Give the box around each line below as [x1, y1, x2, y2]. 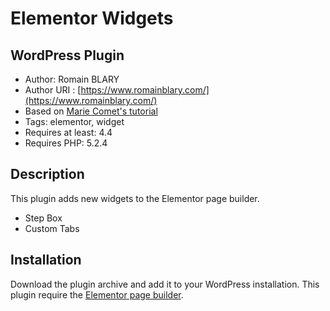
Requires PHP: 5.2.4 [24, 137, 108, 149]
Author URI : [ [24, 84, 82, 96]
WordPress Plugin [10, 47, 125, 64]
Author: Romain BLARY [24, 73, 120, 85]
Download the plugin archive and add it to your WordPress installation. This [10, 278, 320, 290]
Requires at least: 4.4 [24, 127, 113, 138]
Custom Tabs [24, 222, 80, 234]
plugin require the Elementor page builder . [10, 288, 184, 301]
